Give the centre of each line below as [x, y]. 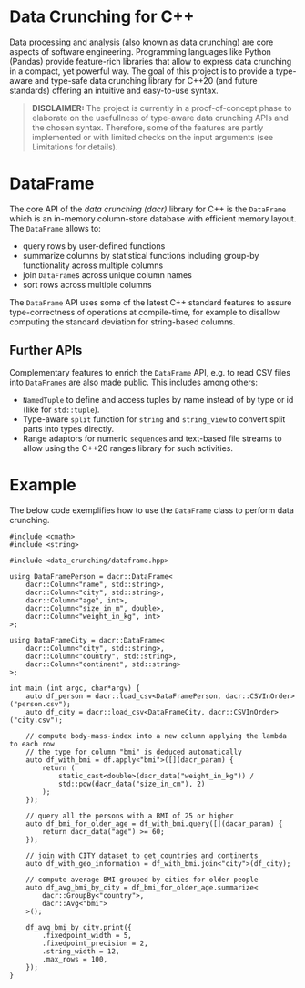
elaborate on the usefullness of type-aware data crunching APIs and [160, 118]
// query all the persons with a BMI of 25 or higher [130, 816]
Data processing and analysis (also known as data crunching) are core [142, 42]
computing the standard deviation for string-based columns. [122, 322]
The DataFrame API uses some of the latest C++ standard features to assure [151, 302]
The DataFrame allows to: [56, 228]
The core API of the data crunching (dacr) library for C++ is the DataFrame [148, 209]
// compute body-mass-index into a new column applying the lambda [156, 736]
